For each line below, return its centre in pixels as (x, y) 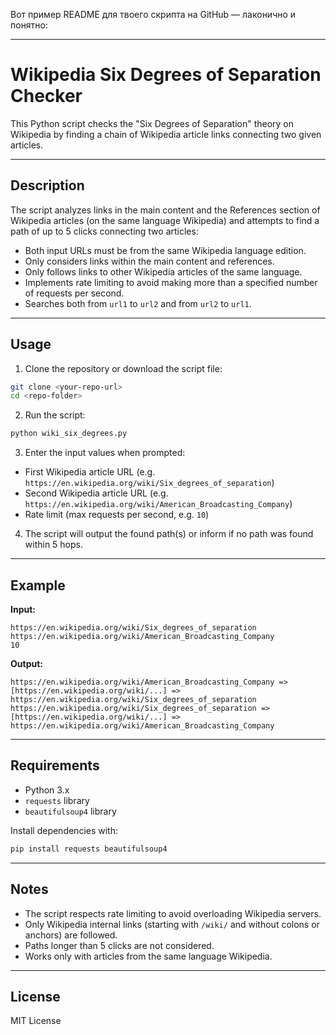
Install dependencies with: (64, 830)
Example (38, 585)
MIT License (36, 1021)
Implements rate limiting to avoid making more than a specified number (171, 282)
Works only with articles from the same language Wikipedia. (148, 956)
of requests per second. (74, 293)
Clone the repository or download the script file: (123, 368)
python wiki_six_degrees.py (69, 434)
